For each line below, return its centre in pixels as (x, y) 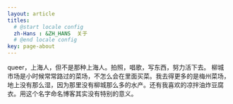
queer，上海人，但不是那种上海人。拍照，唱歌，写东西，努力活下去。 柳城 (116, 67)
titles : (19, 20)
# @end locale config (46, 40)
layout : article (31, 14)
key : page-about (31, 46)
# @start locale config (48, 27)
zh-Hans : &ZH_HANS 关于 (51, 33)
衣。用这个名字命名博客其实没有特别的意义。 (72, 93)
